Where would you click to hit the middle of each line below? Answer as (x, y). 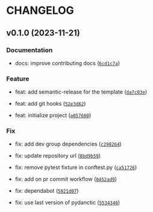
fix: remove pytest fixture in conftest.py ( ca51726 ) (76, 167)
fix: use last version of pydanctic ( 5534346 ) (67, 202)
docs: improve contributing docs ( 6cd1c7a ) (67, 63)
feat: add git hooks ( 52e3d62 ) (50, 104)
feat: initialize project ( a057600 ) (53, 115)
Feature (18, 79)
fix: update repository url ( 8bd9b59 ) (58, 156)
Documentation (30, 50)
